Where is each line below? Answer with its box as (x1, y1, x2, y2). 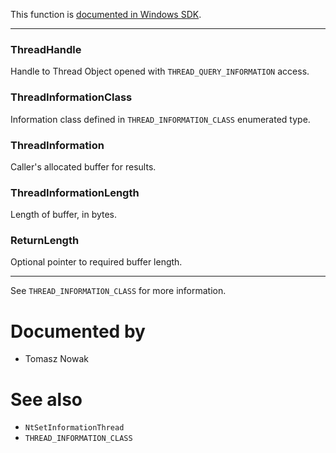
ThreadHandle (10, 42, 82, 56)
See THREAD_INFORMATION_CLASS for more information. (10, 285, 227, 297)
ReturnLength (10, 234, 80, 248)
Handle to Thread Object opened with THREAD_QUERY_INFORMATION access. (10, 65, 310, 78)
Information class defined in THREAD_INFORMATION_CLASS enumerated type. (10, 113, 311, 125)
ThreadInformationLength (10, 185, 140, 199)
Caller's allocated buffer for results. (10, 160, 157, 173)
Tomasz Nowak (24, 353, 90, 365)
